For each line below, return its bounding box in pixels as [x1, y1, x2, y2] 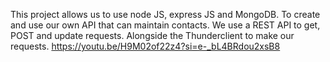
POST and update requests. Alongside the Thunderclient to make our [10, 30, 295, 41]
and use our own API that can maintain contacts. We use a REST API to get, [10, 19, 321, 31]
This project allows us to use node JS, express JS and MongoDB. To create [10, 9, 321, 20]
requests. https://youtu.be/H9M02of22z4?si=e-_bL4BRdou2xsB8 [10, 40, 281, 52]
